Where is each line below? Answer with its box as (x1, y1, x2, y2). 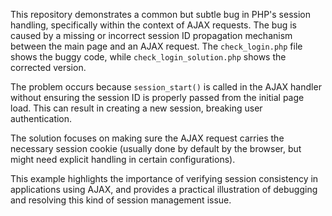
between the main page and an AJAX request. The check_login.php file (10, 40, 303, 52)
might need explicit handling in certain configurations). (10, 154, 236, 165)
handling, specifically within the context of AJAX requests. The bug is (10, 19, 297, 31)
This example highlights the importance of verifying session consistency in (10, 173, 319, 184)
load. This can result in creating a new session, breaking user (10, 102, 263, 114)
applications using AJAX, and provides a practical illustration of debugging (10, 184, 318, 195)
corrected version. (10, 62, 87, 73)
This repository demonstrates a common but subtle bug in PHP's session (10, 9, 311, 20)
